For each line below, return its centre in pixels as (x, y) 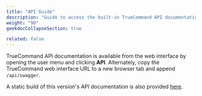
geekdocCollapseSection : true (44, 28)
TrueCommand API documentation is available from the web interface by (96, 56)
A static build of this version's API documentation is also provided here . (95, 86)
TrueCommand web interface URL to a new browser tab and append (91, 69)
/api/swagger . (23, 75)
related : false (25, 39)
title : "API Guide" (31, 12)
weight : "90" (23, 23)
